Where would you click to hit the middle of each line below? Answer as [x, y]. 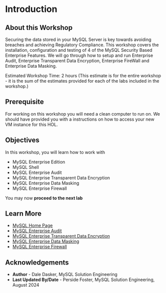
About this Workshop [39, 28]
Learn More [23, 214]
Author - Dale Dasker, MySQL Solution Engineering [65, 275]
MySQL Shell [26, 167]
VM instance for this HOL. [32, 124]
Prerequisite [25, 102]
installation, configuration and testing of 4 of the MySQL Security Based [79, 50]
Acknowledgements [37, 262]
